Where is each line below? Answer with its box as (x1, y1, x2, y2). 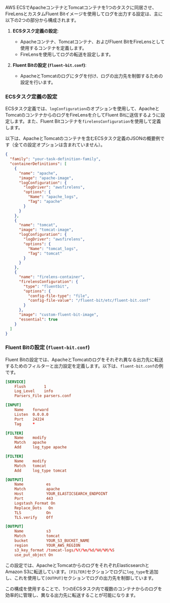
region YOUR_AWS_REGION (14, 543, 81, 548)
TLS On (14, 510, 51, 515)
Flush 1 (14, 384, 47, 389)
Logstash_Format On (14, 501, 56, 506)
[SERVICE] (5, 379, 26, 384)
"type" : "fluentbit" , (23, 283, 70, 289)
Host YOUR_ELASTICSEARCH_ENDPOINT (14, 491, 108, 496)
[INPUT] (5, 403, 22, 408)
